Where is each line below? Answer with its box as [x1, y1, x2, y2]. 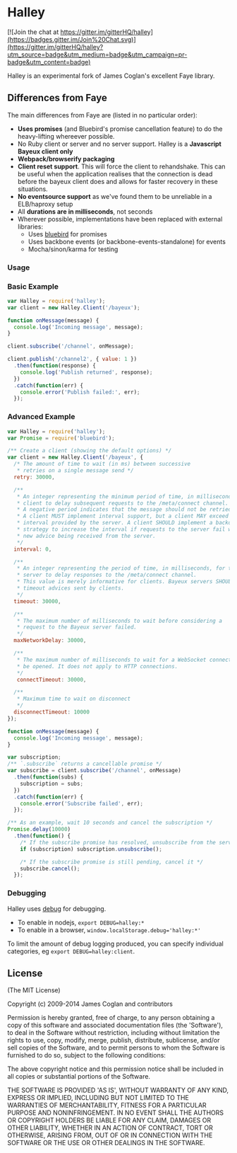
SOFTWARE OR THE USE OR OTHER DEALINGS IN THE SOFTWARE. [7, 1139, 205, 1147]
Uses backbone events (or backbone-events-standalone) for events [28, 237, 226, 246]
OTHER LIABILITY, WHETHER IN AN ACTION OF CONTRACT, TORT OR [7, 1123, 213, 1132]
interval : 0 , [13, 546, 52, 553]
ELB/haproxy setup [17, 200, 73, 208]
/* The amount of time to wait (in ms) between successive [13, 461, 191, 468]
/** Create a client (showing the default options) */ [7, 447, 172, 454]
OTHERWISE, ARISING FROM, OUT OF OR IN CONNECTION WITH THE [7, 1131, 213, 1140]
